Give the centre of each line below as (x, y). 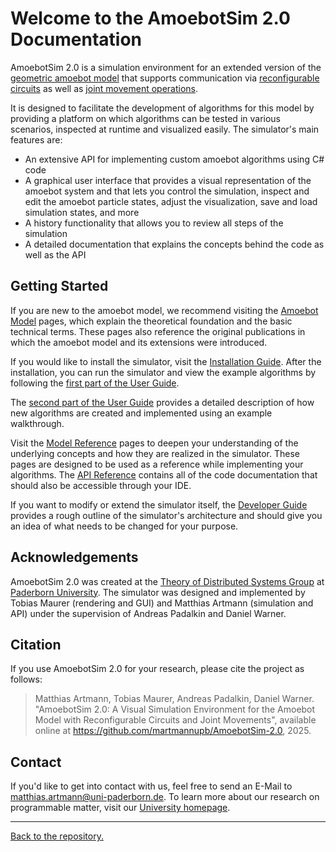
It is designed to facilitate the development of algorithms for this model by (162, 108)
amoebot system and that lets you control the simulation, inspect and (167, 191)
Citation (36, 644)
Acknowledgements (74, 557)
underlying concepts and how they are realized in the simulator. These (155, 453)
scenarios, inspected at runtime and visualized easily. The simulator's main (165, 129)
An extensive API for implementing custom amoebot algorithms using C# (174, 159)
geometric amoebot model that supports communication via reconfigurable (165, 78)
